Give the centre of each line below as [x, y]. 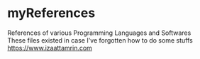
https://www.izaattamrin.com [50, 48]
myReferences [51, 13]
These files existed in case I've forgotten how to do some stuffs [100, 40]
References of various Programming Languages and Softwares [99, 33]
